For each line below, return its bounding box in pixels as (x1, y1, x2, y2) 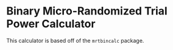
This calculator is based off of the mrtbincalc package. (6, 37, 144, 44)
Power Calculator (6, 17, 96, 31)
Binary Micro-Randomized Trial (6, 4, 168, 18)
